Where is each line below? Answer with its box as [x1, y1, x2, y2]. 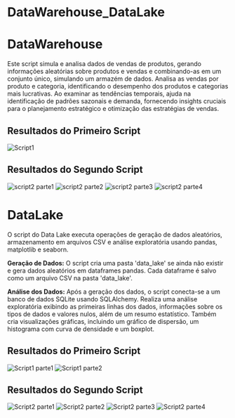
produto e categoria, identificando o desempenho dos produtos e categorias [7, 82, 229, 91]
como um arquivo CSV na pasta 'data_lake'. [7, 273, 133, 282]
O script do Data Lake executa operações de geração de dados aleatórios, [7, 230, 222, 239]
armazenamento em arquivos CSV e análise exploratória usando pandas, [7, 237, 217, 246]
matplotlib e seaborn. [7, 245, 69, 254]
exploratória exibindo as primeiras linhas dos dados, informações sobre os [7, 302, 223, 311]
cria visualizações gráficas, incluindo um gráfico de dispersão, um [7, 317, 199, 325]
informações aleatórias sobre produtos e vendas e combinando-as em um [7, 67, 222, 76]
